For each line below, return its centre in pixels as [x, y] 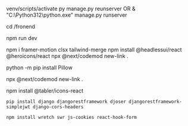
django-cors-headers [58, 107]
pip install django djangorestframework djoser [66, 102]
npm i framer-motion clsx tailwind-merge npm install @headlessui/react [94, 50]
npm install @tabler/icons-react [45, 91]
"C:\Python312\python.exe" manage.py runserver [67, 15]
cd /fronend [21, 27]
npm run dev [22, 38]
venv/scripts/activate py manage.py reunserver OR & [71, 9]
